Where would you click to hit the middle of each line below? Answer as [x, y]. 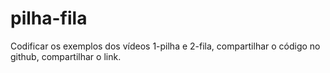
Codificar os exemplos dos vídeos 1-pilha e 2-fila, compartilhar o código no [165, 46]
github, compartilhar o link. [66, 56]
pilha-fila [49, 18]
